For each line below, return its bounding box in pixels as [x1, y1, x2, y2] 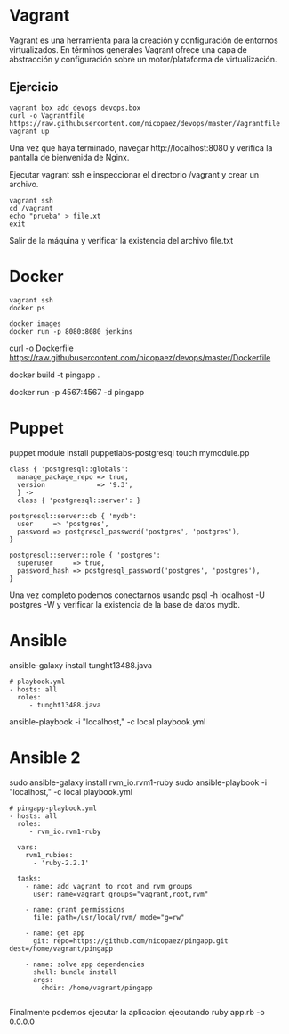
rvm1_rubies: [25, 850, 74, 859]
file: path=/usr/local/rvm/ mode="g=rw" [32, 913, 185, 922]
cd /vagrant [9, 203, 53, 212]
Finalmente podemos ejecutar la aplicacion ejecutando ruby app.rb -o [9, 1006, 265, 1017]
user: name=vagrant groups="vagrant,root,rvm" [32, 889, 209, 898]
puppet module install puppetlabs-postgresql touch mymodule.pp [9, 447, 250, 458]
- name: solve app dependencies [25, 960, 145, 969]
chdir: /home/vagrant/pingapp [41, 983, 153, 992]
